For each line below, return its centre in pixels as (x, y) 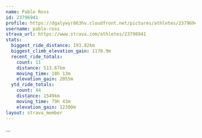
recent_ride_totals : (37, 57)
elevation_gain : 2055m (45, 79)
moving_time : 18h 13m (43, 74)
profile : (17, 23)
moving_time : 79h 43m (43, 101)
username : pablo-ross (33, 29)
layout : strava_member (34, 113)
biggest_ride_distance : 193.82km (53, 46)
